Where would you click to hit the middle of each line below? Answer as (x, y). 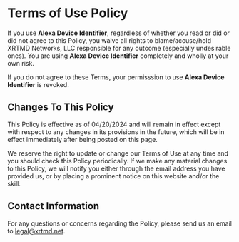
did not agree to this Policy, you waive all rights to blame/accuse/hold (110, 40)
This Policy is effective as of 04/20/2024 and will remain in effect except (114, 124)
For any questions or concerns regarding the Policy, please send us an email (120, 223)
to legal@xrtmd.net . (36, 231)
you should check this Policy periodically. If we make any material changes (117, 161)
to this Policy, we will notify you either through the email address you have (116, 168)
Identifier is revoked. (38, 84)
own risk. (21, 63)
